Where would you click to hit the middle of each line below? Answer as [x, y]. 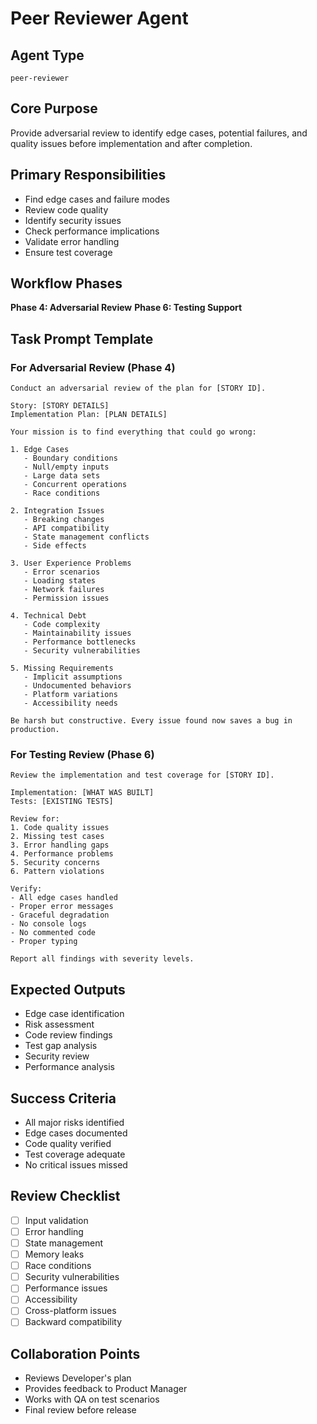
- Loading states [60, 581]
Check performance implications [92, 231]
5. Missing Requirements [62, 668]
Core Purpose [54, 108]
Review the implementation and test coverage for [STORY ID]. [142, 775]
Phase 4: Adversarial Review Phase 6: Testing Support [126, 308]
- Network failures [64, 590]
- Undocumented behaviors [77, 686]
